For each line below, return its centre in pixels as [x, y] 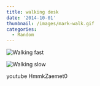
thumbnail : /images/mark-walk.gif [51, 23]
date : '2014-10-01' [31, 18]
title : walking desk [33, 12]
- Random [23, 35]
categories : [21, 29]
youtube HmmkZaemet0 [37, 76]
